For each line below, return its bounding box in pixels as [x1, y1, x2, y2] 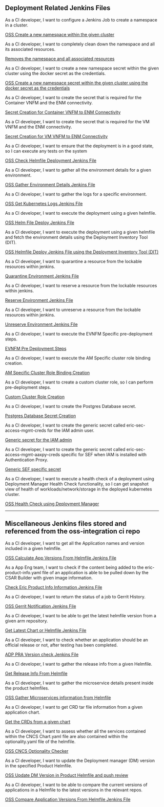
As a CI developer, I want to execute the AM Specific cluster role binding [5, 355, 151, 361]
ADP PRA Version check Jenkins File [5, 651, 79, 657]
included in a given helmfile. [5, 545, 62, 551]
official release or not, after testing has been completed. [5, 642, 118, 648]
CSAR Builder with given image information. [5, 575, 93, 581]
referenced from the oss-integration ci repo [5, 527, 141, 536]
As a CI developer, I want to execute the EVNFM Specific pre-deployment [5, 331, 153, 336]
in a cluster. [5, 22, 28, 28]
